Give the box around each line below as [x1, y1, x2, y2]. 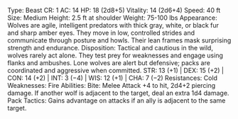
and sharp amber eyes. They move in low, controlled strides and [7, 28, 195, 37]
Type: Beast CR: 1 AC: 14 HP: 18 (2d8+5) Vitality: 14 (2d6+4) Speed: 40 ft [7, 6, 221, 14]
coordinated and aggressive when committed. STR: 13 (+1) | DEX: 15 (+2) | [7, 67, 224, 74]
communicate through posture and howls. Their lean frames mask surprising [7, 36, 232, 45]
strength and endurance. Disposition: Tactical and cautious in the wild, [7, 44, 213, 52]
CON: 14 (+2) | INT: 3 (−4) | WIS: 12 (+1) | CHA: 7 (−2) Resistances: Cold [7, 74, 218, 82]
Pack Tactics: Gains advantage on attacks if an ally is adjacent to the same [7, 96, 226, 105]
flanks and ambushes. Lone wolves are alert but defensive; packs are [7, 59, 211, 67]
